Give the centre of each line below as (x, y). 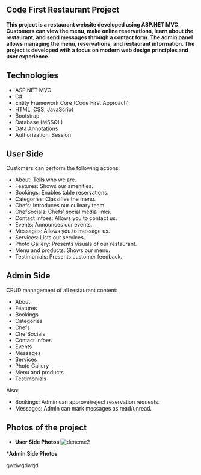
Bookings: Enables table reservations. (62, 193)
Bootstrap (27, 115)
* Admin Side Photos (32, 454)
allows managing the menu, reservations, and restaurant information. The (100, 43)
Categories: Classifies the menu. (55, 199)
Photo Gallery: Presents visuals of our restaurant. (76, 244)
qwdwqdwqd (23, 465)
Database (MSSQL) (39, 122)
